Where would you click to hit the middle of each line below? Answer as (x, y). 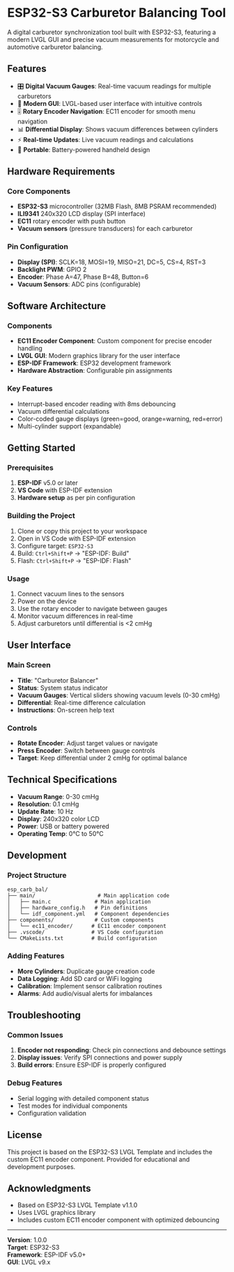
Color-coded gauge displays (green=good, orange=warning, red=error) (120, 419)
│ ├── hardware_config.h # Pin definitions (78, 908)
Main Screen (29, 665)
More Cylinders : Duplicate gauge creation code (86, 971)
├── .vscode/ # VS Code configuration (85, 932)
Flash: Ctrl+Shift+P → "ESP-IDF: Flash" (74, 560)
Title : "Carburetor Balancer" (58, 680)
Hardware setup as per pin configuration (76, 498)
